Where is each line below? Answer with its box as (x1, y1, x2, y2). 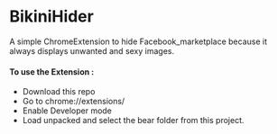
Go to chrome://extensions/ (22, 96, 125, 107)
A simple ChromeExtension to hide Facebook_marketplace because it (9, 36, 268, 47)
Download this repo (22, 86, 96, 97)
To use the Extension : (9, 66, 95, 77)
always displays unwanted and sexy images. (9, 45, 174, 56)
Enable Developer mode (22, 105, 113, 116)
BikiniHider (9, 6, 95, 27)
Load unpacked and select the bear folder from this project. (22, 115, 245, 126)
